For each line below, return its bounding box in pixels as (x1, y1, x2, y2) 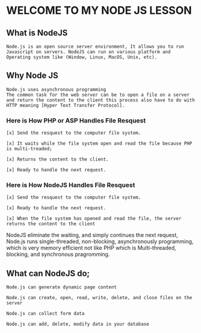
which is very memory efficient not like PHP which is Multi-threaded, (6, 244, 176, 252)
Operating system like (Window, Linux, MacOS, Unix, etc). (6, 54, 158, 60)
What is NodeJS (6, 28, 68, 38)
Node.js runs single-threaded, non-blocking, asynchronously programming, (6, 238, 194, 245)
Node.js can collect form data (6, 311, 85, 317)
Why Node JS (6, 71, 58, 81)
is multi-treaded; (6, 146, 52, 152)
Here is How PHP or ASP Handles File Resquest (6, 116, 146, 124)
